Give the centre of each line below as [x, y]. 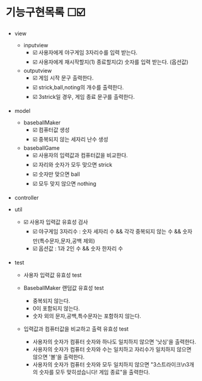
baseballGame [42, 148]
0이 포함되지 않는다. [56, 308]
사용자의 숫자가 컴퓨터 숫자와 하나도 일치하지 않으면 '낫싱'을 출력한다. [114, 342]
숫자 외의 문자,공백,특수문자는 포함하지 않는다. [87, 315]
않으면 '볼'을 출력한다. [59, 357]
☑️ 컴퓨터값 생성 [51, 130]
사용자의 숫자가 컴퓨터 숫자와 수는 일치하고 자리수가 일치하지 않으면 [112, 349]
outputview [38, 70]
